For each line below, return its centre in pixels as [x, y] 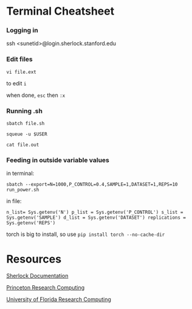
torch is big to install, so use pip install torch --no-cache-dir [86, 234]
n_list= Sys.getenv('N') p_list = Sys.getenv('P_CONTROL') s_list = [95, 212]
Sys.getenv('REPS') [31, 223]
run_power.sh [23, 190]
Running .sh [24, 111]
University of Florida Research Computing [59, 299]
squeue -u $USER [27, 134]
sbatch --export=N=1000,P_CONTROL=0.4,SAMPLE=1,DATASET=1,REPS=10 [92, 185]
